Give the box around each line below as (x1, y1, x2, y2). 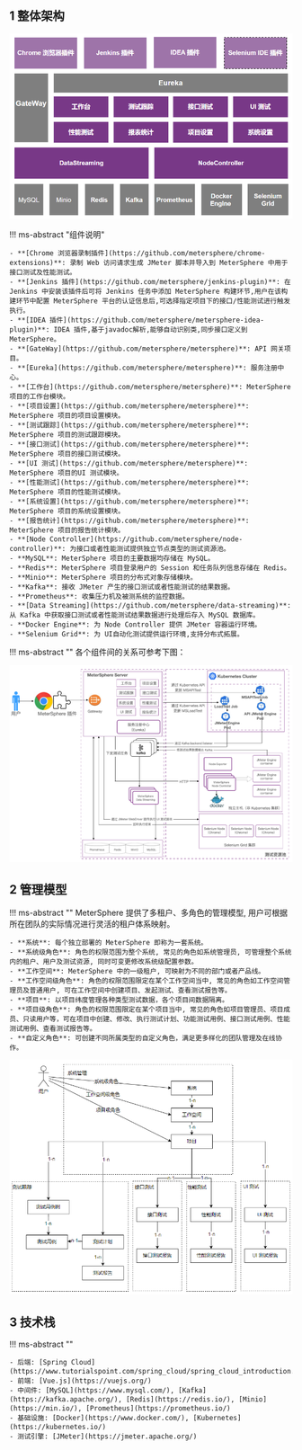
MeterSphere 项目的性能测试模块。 (9, 487, 125, 496)
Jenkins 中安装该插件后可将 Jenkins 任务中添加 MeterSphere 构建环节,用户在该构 (9, 287, 289, 296)
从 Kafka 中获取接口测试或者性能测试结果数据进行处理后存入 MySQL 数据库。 (9, 610, 261, 619)
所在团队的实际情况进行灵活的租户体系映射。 (9, 919, 175, 930)
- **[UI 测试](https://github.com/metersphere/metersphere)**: (9, 458, 249, 467)
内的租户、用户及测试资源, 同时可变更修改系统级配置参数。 (9, 957, 199, 966)
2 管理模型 (9, 882, 67, 897)
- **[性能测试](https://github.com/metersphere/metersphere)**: (9, 477, 250, 487)
